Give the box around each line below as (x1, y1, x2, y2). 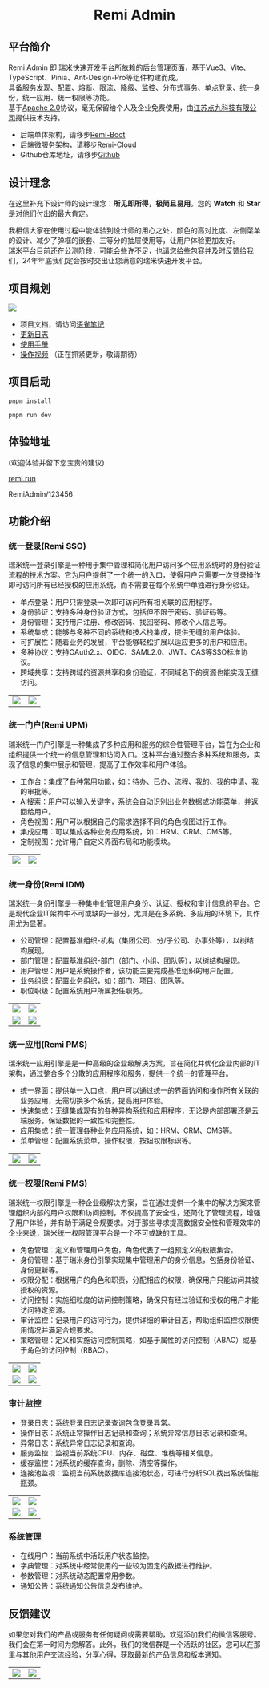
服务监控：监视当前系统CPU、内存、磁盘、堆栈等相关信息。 (19, 1447, 218, 1458)
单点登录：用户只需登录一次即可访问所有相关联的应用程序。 (19, 597, 217, 607)
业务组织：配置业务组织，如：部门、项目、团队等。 (19, 976, 189, 985)
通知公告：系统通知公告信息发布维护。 (19, 1581, 147, 1591)
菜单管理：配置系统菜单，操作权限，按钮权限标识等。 (19, 1136, 196, 1146)
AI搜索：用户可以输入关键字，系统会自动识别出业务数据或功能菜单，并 (19, 797, 252, 806)
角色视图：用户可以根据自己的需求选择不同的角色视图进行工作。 (19, 817, 231, 826)
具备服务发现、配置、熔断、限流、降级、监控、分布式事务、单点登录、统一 (8, 83, 254, 92)
